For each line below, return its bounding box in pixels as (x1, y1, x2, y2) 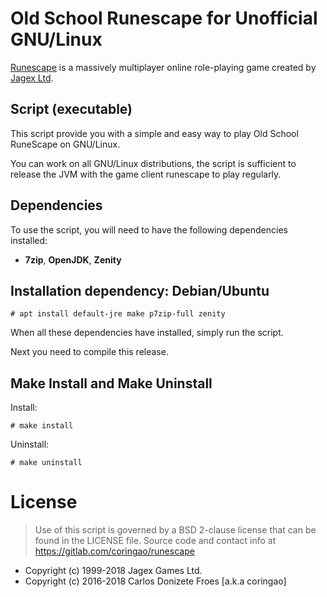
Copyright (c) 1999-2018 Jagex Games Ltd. (24, 565, 203, 577)
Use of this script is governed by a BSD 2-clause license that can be (34, 524, 317, 536)
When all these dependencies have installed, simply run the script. (10, 327, 284, 339)
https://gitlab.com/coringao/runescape (34, 545, 195, 557)
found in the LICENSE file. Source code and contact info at (34, 535, 277, 547)
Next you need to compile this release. (10, 346, 169, 358)
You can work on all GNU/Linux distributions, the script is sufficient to (10, 157, 297, 169)
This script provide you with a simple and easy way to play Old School (10, 127, 299, 139)
